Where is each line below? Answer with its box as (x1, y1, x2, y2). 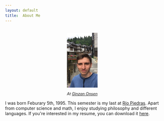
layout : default (5, 8, 38, 13)
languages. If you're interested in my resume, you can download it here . (5, 110, 150, 116)
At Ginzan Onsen (67, 91, 98, 97)
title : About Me (5, 13, 41, 18)
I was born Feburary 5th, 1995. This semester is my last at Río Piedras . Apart (5, 100, 159, 106)
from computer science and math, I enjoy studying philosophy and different (5, 105, 157, 111)
